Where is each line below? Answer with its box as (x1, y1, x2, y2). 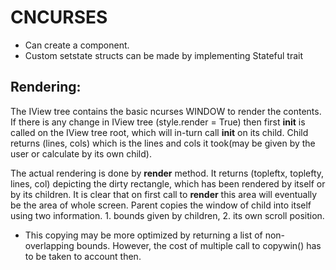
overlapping (24, 239, 75, 251)
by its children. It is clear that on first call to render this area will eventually (10, 188, 318, 200)
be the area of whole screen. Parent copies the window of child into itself (10, 199, 312, 211)
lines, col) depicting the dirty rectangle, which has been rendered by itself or (10, 177, 326, 190)
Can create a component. (24, 39, 130, 51)
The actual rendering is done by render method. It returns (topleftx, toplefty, (10, 167, 325, 179)
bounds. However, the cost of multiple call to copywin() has (76, 239, 322, 251)
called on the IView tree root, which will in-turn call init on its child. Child (10, 126, 309, 138)
